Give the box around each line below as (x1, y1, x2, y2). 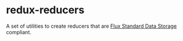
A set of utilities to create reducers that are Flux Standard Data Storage (6, 23, 177, 29)
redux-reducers (6, 3, 85, 17)
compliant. (6, 28, 32, 35)
